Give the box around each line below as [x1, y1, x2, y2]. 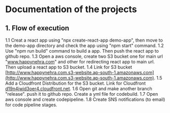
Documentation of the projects [5, 4, 137, 15]
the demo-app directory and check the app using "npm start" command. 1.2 [5, 43, 164, 49]
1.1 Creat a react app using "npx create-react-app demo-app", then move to [5, 37, 163, 43]
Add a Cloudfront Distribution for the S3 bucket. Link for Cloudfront [5, 80, 146, 86]
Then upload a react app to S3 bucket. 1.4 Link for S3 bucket [5, 64, 132, 70]
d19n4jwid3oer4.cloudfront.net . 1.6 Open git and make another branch [5, 86, 152, 92]
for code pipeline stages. [5, 102, 57, 107]
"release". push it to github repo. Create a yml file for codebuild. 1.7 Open [5, 91, 158, 97]
